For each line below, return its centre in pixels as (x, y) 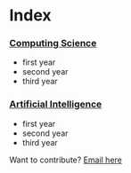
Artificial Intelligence (56, 105)
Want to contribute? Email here (66, 160)
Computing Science (53, 43)
